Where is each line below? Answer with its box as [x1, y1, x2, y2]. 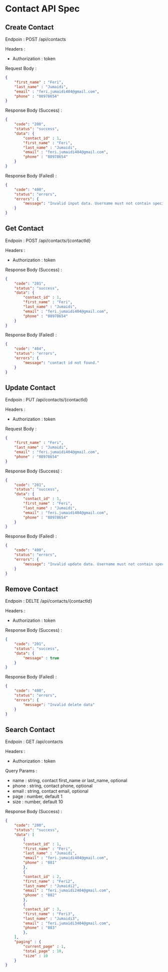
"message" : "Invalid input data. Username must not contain [23, 201, 151, 206]
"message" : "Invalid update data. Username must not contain [23, 562, 153, 567]
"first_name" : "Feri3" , [23, 911, 75, 916]
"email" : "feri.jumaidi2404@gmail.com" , [23, 888, 111, 893]
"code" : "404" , [14, 346, 46, 351]
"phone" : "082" [23, 893, 57, 898]
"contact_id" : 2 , [23, 874, 61, 879]
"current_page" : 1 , [23, 944, 66, 949]
